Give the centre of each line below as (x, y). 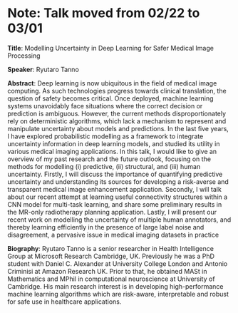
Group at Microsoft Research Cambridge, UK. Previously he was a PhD (111, 256)
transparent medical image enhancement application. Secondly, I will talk (115, 189)
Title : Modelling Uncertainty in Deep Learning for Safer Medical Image (110, 48)
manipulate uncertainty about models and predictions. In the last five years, (118, 128)
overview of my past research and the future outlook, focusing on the (109, 159)
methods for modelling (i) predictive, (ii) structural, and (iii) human (104, 166)
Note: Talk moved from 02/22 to (104, 13)
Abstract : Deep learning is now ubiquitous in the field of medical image (112, 83)
